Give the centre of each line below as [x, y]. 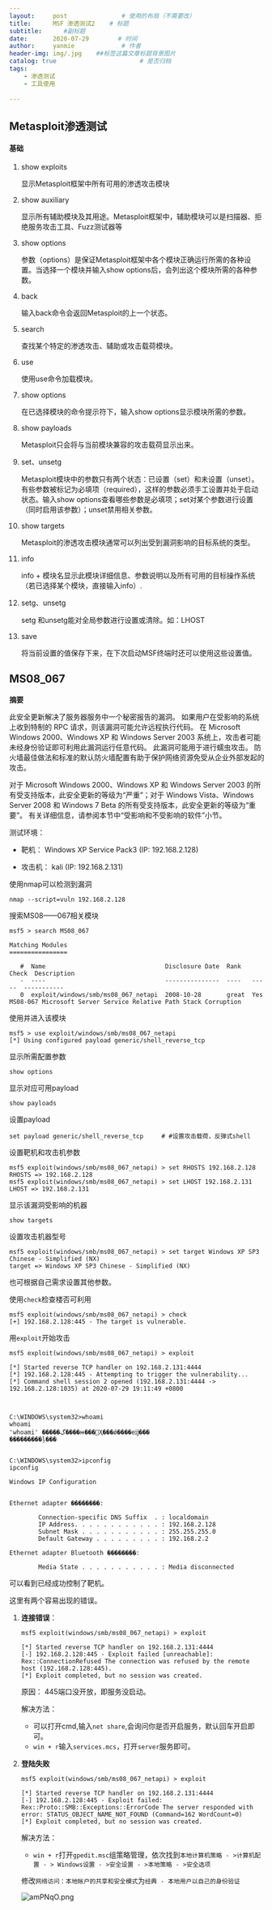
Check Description [42, 973]
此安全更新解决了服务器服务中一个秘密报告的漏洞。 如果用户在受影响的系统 [134, 717]
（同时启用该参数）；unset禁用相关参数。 [89, 509]
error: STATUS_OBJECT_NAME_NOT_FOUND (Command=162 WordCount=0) [132, 1814]
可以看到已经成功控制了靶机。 [59, 1583]
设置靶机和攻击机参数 [45, 1152]
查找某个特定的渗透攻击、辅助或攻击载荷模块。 [99, 346]
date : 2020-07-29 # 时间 [73, 39]
